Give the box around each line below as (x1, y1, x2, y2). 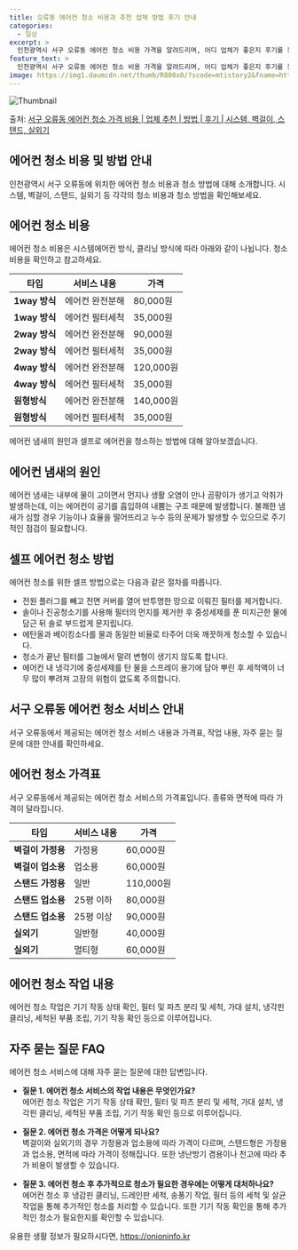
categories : (9, 21, 53, 30)
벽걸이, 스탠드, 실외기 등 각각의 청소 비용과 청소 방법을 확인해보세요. (27, 189, 262, 200)
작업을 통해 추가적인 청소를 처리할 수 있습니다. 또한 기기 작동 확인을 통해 (21, 1201, 271, 1212)
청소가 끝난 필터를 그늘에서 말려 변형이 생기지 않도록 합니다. (21, 651, 229, 662)
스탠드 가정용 (13, 877, 66, 889)
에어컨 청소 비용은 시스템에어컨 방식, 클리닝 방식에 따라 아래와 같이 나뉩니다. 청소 (9, 243, 288, 254)
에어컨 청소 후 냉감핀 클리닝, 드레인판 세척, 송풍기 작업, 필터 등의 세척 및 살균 (21, 1190, 286, 1200)
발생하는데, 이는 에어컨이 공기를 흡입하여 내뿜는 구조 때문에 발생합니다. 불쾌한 (9, 501, 277, 512)
